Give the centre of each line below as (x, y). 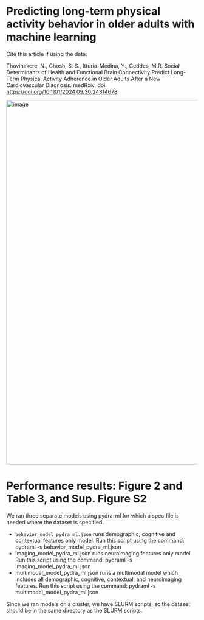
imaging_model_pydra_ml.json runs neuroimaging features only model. (104, 553)
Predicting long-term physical (83, 11)
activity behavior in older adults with (101, 24)
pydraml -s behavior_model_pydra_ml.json (68, 547)
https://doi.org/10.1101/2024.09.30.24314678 (62, 91)
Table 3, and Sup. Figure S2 (76, 499)
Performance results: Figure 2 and (94, 486)
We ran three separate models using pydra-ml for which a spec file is (93, 515)
